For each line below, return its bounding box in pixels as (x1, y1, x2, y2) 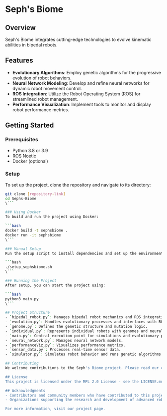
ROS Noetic (12, 153, 36, 159)
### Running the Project (5, 278, 57, 283)
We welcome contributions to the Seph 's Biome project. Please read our (5, 366, 159, 371)
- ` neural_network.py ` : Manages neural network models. (5, 338, 123, 343)
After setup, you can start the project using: (5, 283, 106, 288)
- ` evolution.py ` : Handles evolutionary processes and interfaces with (5, 319, 157, 325)
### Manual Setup (5, 246, 41, 251)
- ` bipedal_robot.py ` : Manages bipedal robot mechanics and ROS (5, 315, 141, 320)
